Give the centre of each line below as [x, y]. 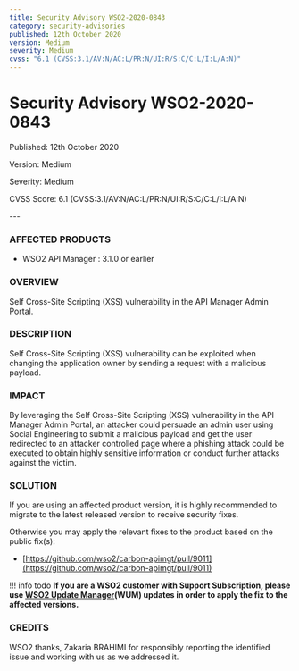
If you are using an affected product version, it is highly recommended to [143, 505]
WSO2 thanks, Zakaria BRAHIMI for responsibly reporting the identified [140, 647]
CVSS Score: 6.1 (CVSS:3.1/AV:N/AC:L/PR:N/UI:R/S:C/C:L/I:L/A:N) [128, 198]
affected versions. [44, 605]
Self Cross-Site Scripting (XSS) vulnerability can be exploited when [133, 353]
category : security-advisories [67, 26]
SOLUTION [33, 486]
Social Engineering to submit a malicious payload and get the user [131, 434]
